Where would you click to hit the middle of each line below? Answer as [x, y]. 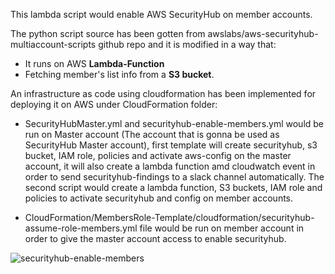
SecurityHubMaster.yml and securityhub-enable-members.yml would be [174, 123]
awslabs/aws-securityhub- [263, 33]
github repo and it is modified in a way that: [187, 44]
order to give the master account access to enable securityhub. [155, 238]
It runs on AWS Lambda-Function [94, 63]
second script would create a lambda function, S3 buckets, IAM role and [173, 187]
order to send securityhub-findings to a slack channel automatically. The [174, 177]
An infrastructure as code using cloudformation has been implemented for [163, 93]
